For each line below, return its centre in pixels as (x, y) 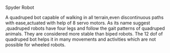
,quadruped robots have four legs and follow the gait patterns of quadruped (85, 28)
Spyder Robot (20, 7)
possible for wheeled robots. (35, 45)
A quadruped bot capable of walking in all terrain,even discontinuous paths (84, 17)
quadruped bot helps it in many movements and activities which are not (81, 39)
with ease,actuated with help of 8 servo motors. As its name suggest (78, 23)
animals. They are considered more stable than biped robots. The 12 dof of (84, 34)
